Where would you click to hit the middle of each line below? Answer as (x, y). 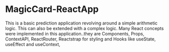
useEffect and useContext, (33, 44)
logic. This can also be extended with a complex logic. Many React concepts (84, 28)
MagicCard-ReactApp (52, 9)
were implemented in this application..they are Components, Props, (75, 33)
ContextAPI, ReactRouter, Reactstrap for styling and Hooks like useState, (80, 39)
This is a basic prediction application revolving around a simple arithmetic (81, 23)
